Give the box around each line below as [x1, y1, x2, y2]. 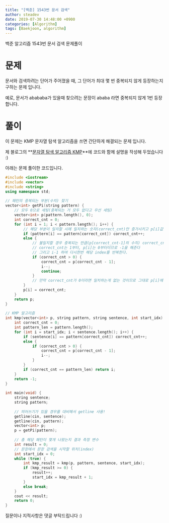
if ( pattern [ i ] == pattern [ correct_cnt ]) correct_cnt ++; [23, 231, 145, 236]
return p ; [14, 297, 35, 302]
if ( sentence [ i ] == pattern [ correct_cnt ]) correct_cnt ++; [23, 334, 147, 339]
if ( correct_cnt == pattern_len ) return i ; [23, 367, 116, 372]
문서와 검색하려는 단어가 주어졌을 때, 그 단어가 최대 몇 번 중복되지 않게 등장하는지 [5, 78, 163, 84]
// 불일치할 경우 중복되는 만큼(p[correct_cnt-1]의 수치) [32, 240, 140, 246]
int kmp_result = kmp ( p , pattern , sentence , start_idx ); [23, 461, 145, 466]
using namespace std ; [5, 189, 51, 194]
